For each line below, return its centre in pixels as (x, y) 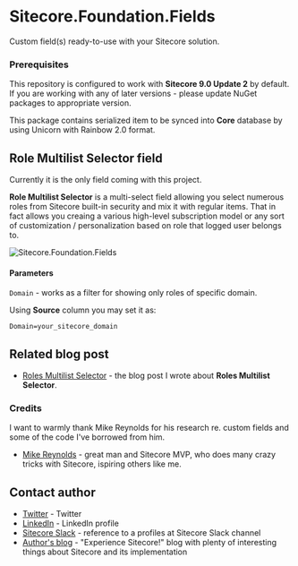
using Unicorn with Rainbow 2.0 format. (82, 130)
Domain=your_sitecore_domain (64, 327)
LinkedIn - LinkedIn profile (70, 523)
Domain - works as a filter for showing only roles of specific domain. (133, 293)
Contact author (53, 492)
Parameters (31, 273)
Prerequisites (39, 64)
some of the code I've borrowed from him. (87, 437)
